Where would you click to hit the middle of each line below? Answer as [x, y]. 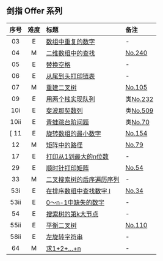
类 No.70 [137, 122]
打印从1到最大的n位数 [77, 156]
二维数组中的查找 [71, 53]
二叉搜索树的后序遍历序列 [83, 180]
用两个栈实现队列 [71, 99]
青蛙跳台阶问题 [68, 122]
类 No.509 [139, 110]
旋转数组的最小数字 [74, 134]
